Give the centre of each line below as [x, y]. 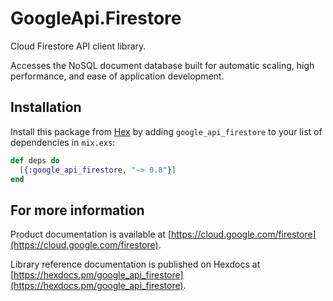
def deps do [35, 160]
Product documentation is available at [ [91, 234]
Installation [46, 107]
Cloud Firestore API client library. [78, 46]
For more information [77, 210]
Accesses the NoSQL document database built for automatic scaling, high [162, 65]
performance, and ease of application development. [117, 76]
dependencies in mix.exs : [63, 142]
